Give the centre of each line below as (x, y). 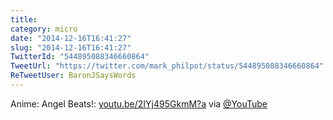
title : (24, 19)
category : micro (44, 29)
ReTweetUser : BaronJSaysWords (73, 76)
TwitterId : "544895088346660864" (80, 57)
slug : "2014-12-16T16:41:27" (71, 47)
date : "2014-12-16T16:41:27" (71, 38)
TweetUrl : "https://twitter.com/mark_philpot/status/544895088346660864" (167, 66)
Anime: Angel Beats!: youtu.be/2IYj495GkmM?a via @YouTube (139, 103)
